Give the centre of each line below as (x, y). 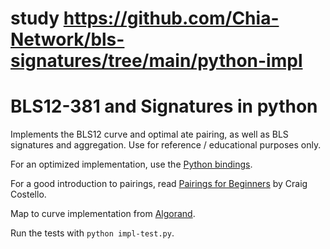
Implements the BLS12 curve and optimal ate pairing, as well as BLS (149, 134)
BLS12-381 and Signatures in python (164, 106)
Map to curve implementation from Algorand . (103, 214)
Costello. (28, 194)
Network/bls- (67, 39)
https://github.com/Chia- (171, 18)
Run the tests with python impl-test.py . (92, 233)
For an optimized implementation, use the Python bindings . (131, 164)
